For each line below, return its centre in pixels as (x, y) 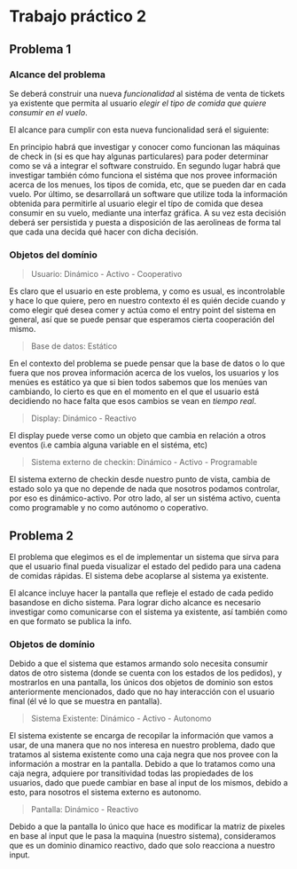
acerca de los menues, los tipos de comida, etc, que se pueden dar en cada (148, 185)
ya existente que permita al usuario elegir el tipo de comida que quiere (138, 103)
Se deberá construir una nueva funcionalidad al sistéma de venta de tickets (147, 93)
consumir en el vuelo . (48, 112)
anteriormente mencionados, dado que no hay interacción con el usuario (142, 692)
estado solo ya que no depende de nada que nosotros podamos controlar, (145, 489)
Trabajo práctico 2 (78, 16)
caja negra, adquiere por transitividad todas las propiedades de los (132, 773)
